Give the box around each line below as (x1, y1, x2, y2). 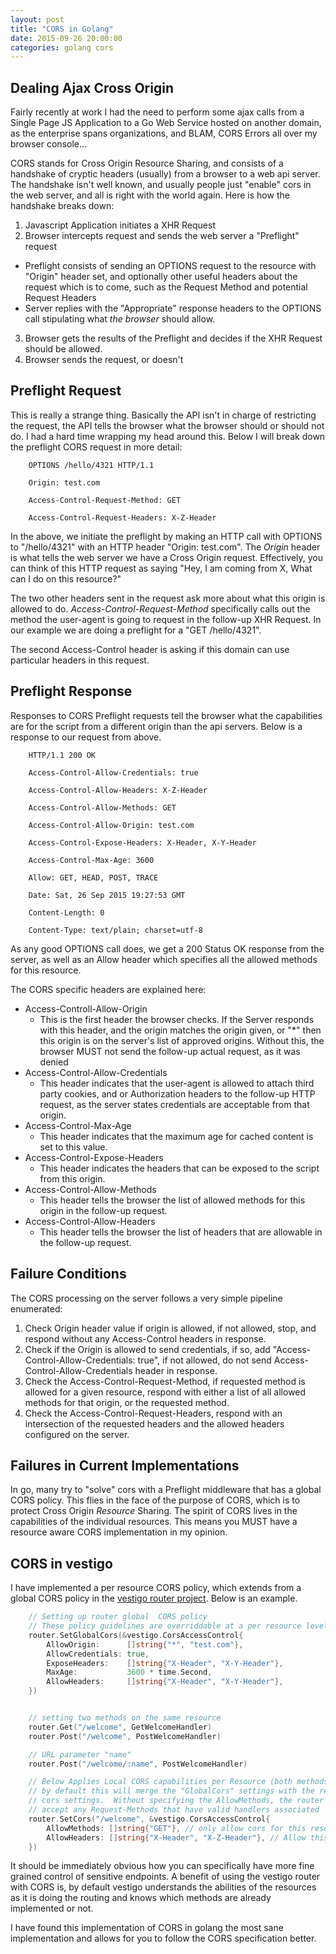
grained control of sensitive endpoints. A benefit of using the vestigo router (10, 1871, 321, 1883)
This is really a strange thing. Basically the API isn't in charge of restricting (10, 409, 317, 421)
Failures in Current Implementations (10, 1457, 240, 1474)
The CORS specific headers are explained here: (10, 983, 207, 995)
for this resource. (10, 964, 82, 976)
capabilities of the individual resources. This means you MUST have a (10, 1516, 298, 1528)
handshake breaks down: (10, 200, 115, 212)
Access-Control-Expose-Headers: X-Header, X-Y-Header (28, 837, 257, 848)
